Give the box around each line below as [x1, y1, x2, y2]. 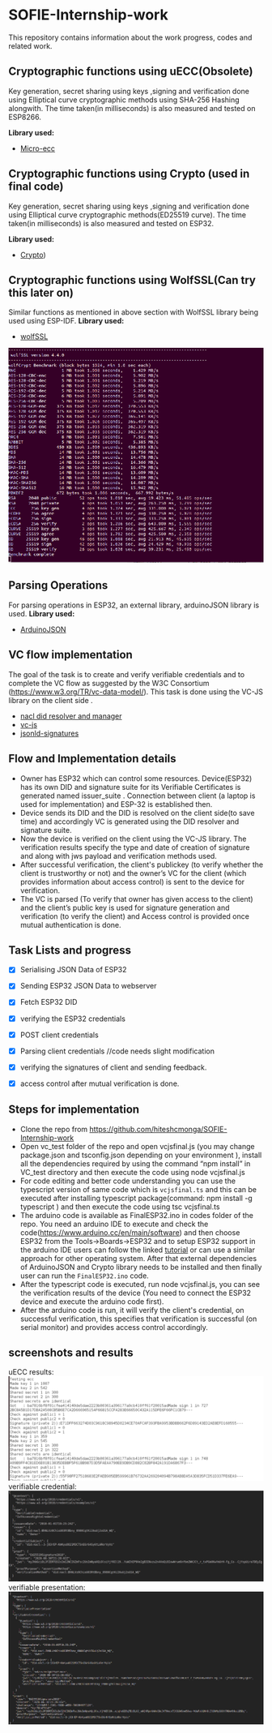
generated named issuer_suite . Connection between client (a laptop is [19, 791, 256, 800]
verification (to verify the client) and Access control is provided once [19, 911, 249, 921]
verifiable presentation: [8, 1582, 86, 1592]
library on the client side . [8, 695, 93, 705]
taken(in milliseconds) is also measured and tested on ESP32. [8, 218, 215, 228]
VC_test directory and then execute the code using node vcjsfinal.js [19, 1167, 245, 1177]
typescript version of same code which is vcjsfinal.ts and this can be [19, 1184, 257, 1194]
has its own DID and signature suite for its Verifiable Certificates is [19, 782, 241, 791]
